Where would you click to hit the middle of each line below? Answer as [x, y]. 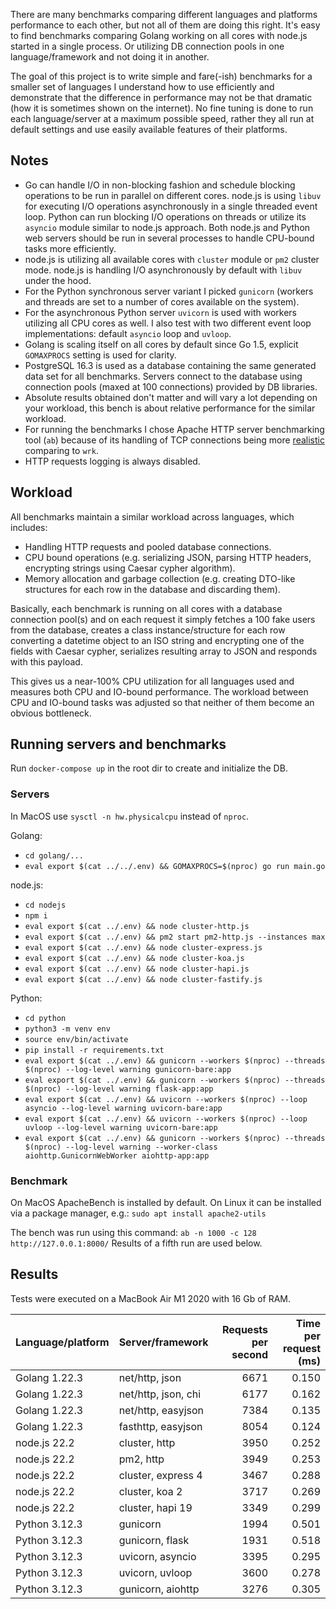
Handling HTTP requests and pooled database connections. [148, 546]
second [250, 1354]
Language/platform [62, 1342]
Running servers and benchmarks [118, 744]
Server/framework [163, 1342]
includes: [29, 527]
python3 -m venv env [67, 1029]
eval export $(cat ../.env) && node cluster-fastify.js [143, 979]
